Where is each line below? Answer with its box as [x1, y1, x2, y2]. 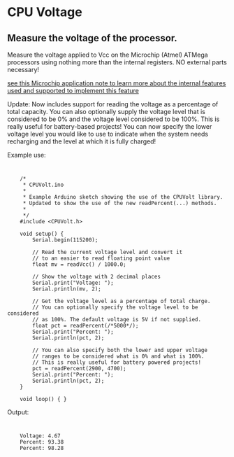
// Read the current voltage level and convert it [32, 249, 183, 256]
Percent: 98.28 [20, 445, 64, 452]
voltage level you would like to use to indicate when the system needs [7, 130, 208, 138]
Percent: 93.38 [20, 439, 64, 446]
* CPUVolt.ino [22, 181, 64, 189]
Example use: [7, 151, 47, 159]
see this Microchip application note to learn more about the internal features [7, 79, 226, 87]
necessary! [7, 66, 40, 73]
